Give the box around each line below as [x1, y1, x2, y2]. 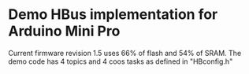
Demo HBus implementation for [8, 6, 218, 24]
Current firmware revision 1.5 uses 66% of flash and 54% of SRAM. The [8, 48, 242, 57]
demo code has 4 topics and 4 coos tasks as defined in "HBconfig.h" [8, 57, 233, 66]
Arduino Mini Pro [8, 22, 121, 40]
